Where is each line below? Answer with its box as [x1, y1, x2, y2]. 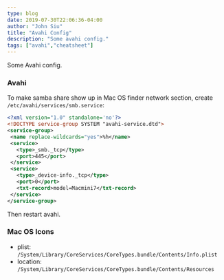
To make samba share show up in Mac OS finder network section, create [7, 94, 213, 102]
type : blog [7, 10, 38, 17]
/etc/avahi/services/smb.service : [7, 101, 104, 109]
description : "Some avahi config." [7, 36, 109, 43]
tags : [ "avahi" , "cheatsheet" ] [7, 42, 94, 49]
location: [16, 257, 43, 266]
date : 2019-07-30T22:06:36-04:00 [7, 17, 103, 23]
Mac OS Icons [7, 227, 55, 237]
